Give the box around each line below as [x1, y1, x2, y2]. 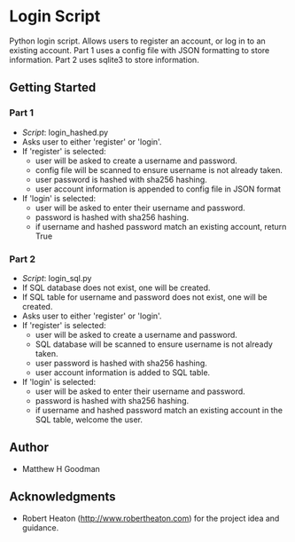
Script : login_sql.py [21, 272, 92, 283]
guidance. [21, 522, 59, 533]
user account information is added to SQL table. [35, 366, 211, 378]
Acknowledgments [9, 490, 117, 505]
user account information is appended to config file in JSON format [35, 184, 282, 194]
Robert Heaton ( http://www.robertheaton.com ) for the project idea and [21, 513, 280, 523]
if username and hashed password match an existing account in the [35, 405, 283, 415]
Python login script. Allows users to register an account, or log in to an [9, 35, 266, 46]
